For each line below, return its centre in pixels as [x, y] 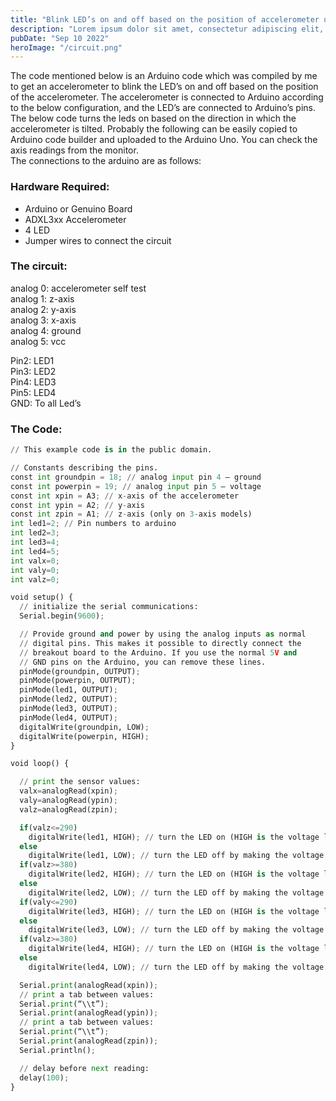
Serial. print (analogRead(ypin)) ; [89, 1013]
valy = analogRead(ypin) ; [68, 801]
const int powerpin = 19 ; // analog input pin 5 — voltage [136, 486]
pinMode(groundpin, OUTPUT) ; [80, 671]
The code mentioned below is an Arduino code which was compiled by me [164, 76]
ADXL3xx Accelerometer [75, 219]
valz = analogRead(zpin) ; [68, 809]
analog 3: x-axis [43, 320]
